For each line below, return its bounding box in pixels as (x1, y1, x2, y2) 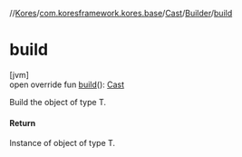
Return (9, 117, 36, 128)
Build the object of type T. (9, 96, 107, 107)
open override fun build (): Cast (9, 79, 125, 90)
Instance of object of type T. (9, 138, 116, 149)
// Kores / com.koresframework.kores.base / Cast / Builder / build (9, 8, 233, 18)
